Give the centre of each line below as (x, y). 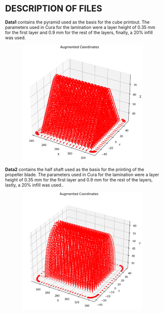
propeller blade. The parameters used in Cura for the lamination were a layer (82, 175)
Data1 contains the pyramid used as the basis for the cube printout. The (77, 22)
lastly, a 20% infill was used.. (34, 185)
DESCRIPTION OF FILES (54, 9)
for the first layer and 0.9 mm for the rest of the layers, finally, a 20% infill (79, 32)
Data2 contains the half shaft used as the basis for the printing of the (75, 170)
